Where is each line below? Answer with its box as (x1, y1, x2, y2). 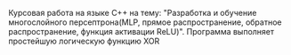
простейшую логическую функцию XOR (8, 35, 160, 46)
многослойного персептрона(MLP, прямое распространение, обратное (8, 17, 282, 27)
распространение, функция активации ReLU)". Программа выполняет (8, 27, 275, 36)
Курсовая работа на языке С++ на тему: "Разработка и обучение (8, 8, 257, 18)
